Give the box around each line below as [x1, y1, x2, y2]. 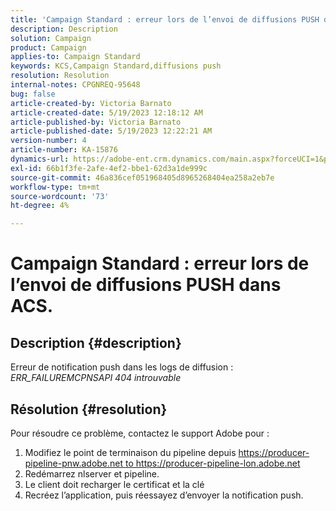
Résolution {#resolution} [10, 401, 168, 418]
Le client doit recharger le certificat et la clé [24, 478, 205, 490]
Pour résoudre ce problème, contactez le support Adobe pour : [10, 427, 270, 439]
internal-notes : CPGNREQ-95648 [10, 80, 141, 90]
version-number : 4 [10, 136, 87, 146]
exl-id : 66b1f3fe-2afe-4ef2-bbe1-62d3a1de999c [10, 163, 208, 173]
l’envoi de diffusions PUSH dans [10, 274, 282, 296]
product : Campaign [10, 42, 87, 53]
